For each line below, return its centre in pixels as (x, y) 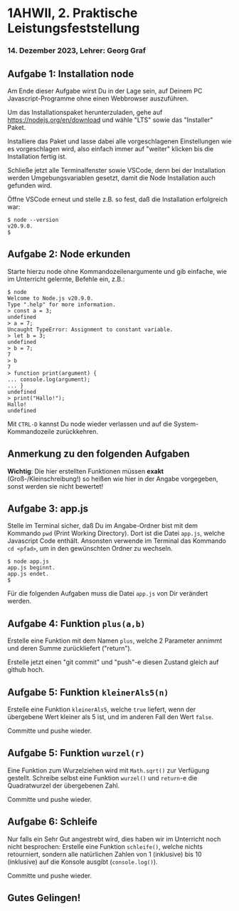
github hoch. (26, 670)
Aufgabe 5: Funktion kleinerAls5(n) (88, 692)
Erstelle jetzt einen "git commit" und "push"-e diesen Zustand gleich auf (113, 662)
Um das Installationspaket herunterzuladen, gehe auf (85, 112)
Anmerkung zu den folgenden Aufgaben (99, 454)
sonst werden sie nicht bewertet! (55, 486)
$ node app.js (28, 561)
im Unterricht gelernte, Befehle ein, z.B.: (66, 279)
